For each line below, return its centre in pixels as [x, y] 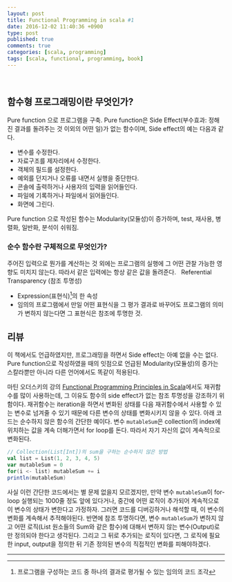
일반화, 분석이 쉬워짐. [50, 227]
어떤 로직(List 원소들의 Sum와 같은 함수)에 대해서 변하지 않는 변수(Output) [114, 527]
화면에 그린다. [36, 204]
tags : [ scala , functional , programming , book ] [75, 59]
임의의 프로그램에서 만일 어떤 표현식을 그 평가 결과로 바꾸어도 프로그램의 [114, 304]
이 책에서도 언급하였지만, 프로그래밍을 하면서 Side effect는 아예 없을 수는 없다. [113, 355]
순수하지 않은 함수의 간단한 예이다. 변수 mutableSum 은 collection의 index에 [120, 422]
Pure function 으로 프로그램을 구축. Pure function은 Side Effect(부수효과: [107, 120]
